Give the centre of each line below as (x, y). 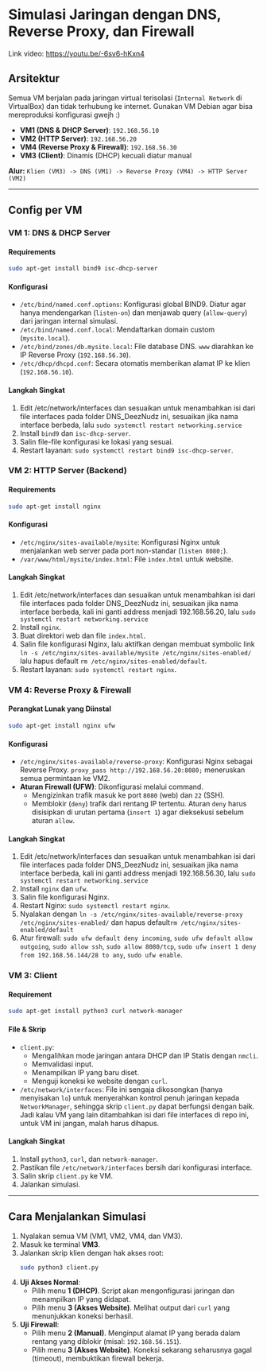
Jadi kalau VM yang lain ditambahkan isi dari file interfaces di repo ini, (134, 1114)
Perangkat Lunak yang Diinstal (60, 709)
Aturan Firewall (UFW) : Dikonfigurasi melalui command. (112, 787)
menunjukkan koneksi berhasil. (82, 1316)
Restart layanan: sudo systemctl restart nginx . (98, 669)
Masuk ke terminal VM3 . (60, 1244)
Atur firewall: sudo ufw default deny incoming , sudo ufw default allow (136, 938)
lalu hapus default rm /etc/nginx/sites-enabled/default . (113, 661)
